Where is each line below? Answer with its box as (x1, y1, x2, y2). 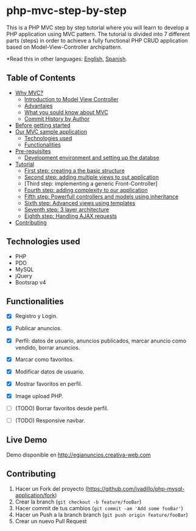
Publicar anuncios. (15, 325, 62, 332)
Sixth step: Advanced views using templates (24, 199, 136, 206)
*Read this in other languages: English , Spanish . (6, 55, 128, 62)
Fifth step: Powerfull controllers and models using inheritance (24, 193, 178, 200)
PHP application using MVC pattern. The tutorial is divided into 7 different (6, 30, 191, 37)
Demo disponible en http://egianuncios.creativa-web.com (6, 451, 151, 458)
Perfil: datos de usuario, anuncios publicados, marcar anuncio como (15, 337, 187, 344)
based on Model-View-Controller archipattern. (6, 43, 123, 51)
